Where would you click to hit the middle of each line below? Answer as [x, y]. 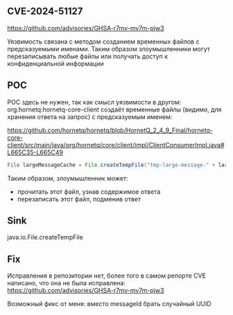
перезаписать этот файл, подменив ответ [79, 199]
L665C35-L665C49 [35, 152]
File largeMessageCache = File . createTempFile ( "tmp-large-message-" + [111, 165]
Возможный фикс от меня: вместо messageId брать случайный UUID [109, 304]
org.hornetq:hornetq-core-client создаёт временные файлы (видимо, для [114, 109]
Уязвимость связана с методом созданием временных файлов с [103, 42]
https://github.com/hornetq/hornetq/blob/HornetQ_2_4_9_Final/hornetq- [110, 130]
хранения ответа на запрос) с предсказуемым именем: [90, 116]
